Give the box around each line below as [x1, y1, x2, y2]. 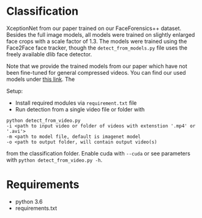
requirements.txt [15, 204, 58, 212]
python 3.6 [15, 198, 43, 205]
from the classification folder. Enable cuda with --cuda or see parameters [6, 149, 191, 157]
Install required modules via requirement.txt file [15, 99, 137, 107]
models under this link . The [6, 75, 75, 83]
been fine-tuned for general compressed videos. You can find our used [6, 69, 186, 76]
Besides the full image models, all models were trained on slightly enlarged [6, 31, 195, 38]
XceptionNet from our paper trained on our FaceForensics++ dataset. [6, 24, 182, 32]
